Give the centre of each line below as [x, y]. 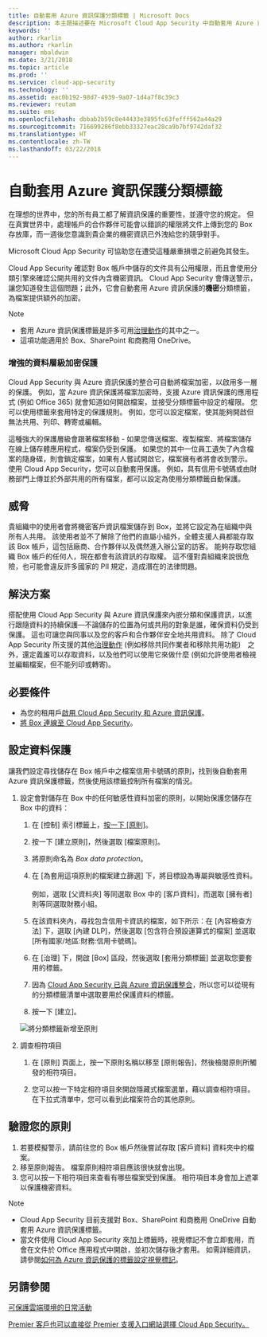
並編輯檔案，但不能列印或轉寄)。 [62, 665]
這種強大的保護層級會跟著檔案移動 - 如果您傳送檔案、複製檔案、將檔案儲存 [130, 438]
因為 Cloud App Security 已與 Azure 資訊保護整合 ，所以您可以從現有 [143, 984]
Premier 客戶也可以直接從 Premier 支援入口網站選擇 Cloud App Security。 [129, 1324]
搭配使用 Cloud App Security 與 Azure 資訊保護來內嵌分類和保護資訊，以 [127, 615]
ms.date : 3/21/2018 [41, 61]
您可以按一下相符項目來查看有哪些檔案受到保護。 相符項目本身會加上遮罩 [139, 1177]
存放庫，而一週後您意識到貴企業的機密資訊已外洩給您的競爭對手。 [116, 234]
